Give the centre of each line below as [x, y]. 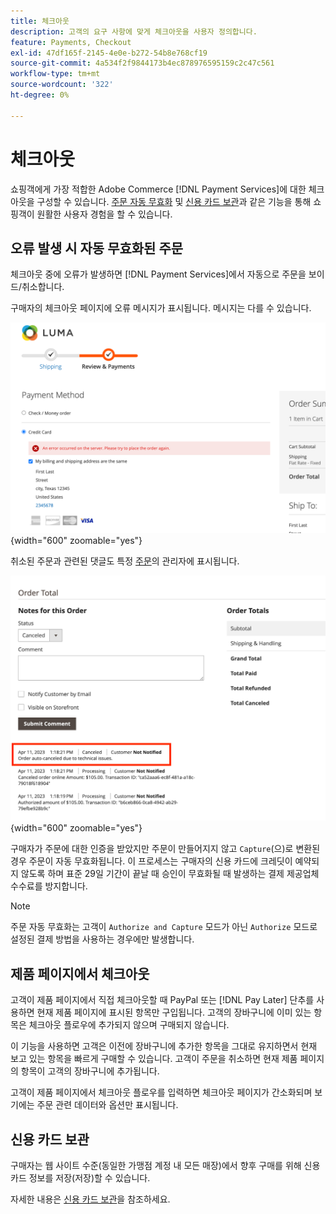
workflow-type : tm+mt [55, 74]
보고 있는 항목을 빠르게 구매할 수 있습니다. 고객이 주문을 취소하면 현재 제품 [154, 1059]
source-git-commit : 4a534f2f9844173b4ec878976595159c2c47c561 [142, 63]
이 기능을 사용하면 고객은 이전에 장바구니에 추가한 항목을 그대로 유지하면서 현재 [164, 1046]
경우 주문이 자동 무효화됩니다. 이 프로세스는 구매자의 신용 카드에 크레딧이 [151, 861]
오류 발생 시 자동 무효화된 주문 [97, 248]
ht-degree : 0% [40, 95]
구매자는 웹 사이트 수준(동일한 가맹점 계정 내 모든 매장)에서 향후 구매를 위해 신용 [165, 1165]
